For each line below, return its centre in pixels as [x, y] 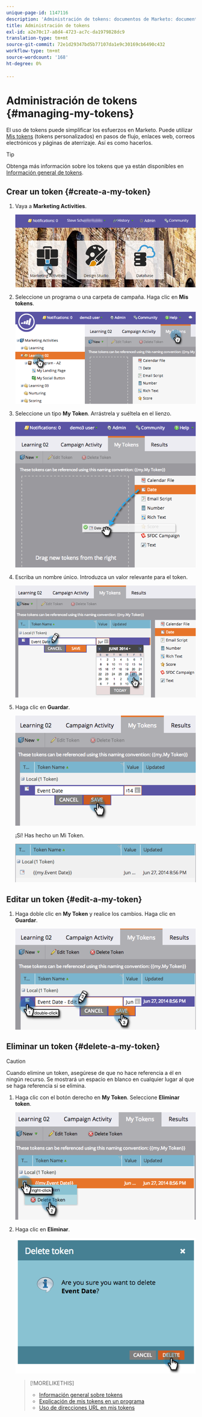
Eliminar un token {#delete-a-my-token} [83, 1047]
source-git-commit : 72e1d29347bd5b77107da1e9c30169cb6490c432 [86, 45]
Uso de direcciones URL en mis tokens [87, 1408]
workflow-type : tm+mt [33, 51]
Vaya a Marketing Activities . [51, 206]
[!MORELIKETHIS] [52, 1383]
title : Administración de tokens [48, 25]
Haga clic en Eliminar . [42, 1229]
